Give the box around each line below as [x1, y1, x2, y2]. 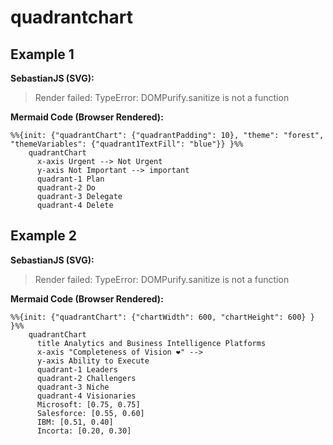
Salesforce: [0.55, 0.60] [36, 408, 145, 418]
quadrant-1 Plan [36, 174, 105, 184]
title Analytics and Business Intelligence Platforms [36, 338, 267, 348]
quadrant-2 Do [36, 183, 97, 193]
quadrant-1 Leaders [36, 364, 118, 375]
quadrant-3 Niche [36, 382, 110, 392]
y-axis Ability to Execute [36, 356, 150, 366]
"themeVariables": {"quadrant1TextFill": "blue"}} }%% [10, 139, 244, 149]
